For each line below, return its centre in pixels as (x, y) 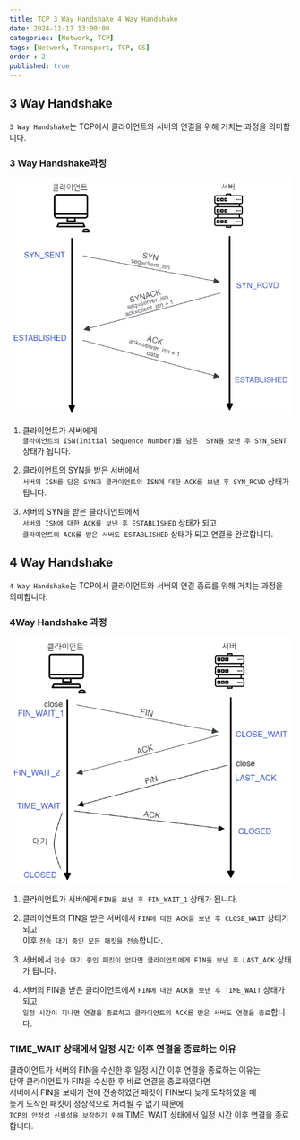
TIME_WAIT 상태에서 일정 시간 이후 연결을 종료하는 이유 (123, 1049)
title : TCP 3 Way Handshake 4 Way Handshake (94, 19)
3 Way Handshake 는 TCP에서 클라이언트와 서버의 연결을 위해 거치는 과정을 (138, 126)
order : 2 (28, 57)
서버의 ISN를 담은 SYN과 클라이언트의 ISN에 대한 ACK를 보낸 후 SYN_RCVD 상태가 (155, 482)
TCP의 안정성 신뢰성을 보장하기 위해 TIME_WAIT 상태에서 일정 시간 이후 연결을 (141, 1114)
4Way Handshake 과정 (58, 622)
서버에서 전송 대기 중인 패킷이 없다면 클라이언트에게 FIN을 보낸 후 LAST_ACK (149, 959)
